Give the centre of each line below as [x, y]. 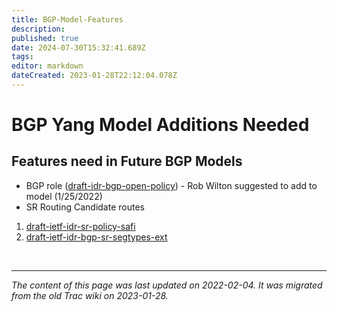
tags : [22, 57]
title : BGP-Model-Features [67, 19]
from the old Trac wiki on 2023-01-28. [90, 295]
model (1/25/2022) [64, 196]
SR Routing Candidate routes [85, 207]
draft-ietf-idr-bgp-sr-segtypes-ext [96, 237]
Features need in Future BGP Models [127, 161]
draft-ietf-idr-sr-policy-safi [80, 226]
